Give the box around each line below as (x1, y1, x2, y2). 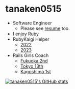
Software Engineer (12, 20, 52, 26)
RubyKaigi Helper (12, 36, 49, 42)
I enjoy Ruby (12, 31, 39, 37)
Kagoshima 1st (20, 68, 51, 74)
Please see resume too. (20, 25, 70, 31)
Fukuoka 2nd (20, 57, 48, 64)
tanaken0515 (5, 3, 62, 15)
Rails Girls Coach (12, 52, 49, 58)
